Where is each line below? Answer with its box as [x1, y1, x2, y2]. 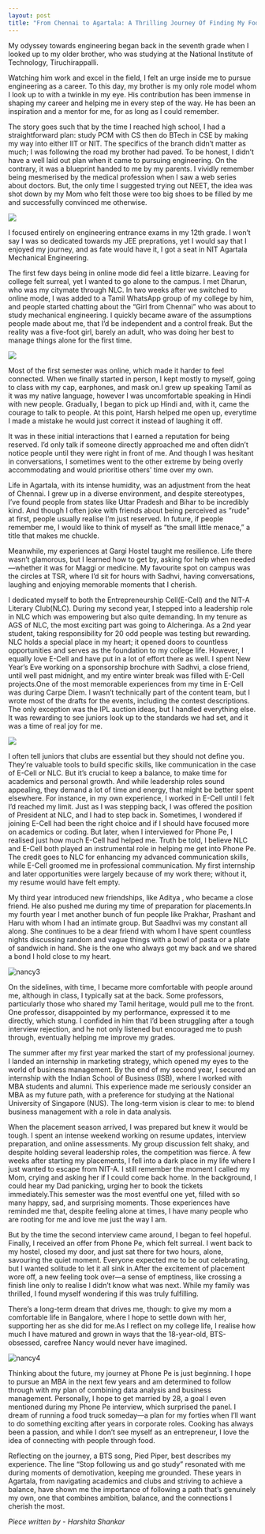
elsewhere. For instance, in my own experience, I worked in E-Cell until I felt [8, 793, 255, 803]
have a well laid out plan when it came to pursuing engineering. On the [8, 155, 237, 165]
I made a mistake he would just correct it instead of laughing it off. [8, 416, 223, 426]
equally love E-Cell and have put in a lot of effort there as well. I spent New [8, 653, 251, 663]
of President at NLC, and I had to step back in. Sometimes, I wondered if [8, 810, 243, 820]
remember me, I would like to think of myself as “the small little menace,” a [8, 522, 251, 532]
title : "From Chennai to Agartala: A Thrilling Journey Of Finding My [8, 19, 245, 27]
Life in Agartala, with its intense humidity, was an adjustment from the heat [8, 480, 251, 490]
